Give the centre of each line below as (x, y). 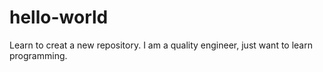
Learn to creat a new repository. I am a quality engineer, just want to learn (161, 45)
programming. (38, 55)
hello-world (59, 17)
